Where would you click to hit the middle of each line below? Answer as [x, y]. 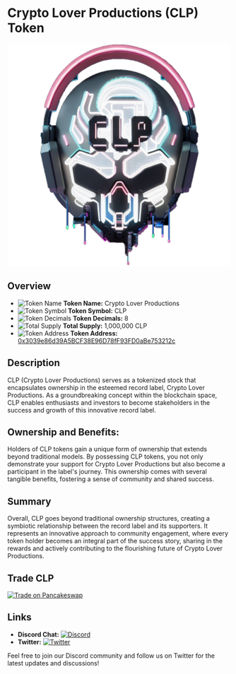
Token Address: [94, 333]
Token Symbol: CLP [98, 311]
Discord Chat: [38, 634]
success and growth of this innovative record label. [82, 410]
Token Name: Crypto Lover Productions [122, 303]
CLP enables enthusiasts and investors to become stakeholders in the [109, 402]
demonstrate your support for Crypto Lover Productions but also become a [117, 464]
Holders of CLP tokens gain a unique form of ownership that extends [107, 449]
